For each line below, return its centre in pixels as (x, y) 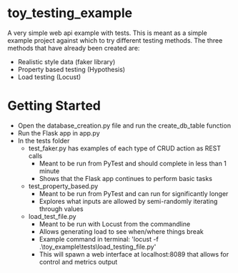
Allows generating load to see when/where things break (121, 231)
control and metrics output (78, 262)
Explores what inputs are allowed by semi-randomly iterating (128, 201)
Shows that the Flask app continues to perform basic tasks (126, 178)
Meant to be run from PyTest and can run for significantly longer (134, 193)
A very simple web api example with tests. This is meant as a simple (107, 33)
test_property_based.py (63, 186)
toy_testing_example (70, 13)
